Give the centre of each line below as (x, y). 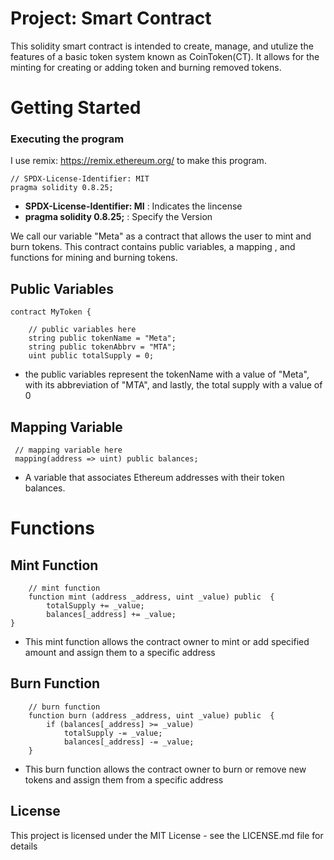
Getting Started (76, 108)
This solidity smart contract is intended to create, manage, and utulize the (162, 46)
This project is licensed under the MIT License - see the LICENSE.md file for (167, 835)
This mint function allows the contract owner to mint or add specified (167, 642)
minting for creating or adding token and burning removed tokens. (146, 67)
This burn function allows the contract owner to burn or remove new (165, 769)
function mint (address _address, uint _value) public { (151, 597)
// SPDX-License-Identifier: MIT (80, 179)
